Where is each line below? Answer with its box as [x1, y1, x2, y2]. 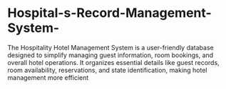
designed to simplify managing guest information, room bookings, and [7, 51, 214, 59]
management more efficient [7, 73, 89, 82]
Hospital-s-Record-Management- [7, 5, 212, 21]
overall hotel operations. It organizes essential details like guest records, [7, 58, 220, 66]
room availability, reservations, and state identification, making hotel [7, 66, 207, 74]
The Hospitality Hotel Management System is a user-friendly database [7, 43, 214, 52]
